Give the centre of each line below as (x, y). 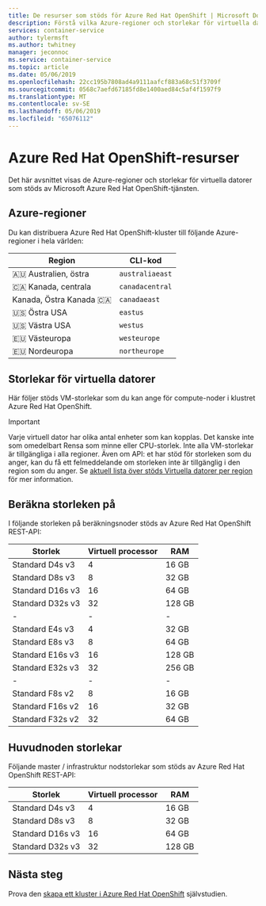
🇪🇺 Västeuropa (42, 338)
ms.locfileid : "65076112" (51, 119)
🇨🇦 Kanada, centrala (52, 286)
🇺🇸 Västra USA (42, 325)
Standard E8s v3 (43, 642)
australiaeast (146, 273)
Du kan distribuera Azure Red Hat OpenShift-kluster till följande (111, 232)
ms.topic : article (38, 67)
